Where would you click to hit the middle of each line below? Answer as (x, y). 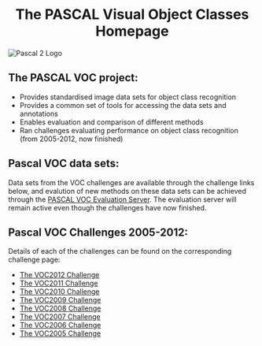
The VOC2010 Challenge (59, 292)
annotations (39, 113)
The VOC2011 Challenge (59, 283)
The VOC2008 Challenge (60, 308)
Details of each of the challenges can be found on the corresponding (120, 251)
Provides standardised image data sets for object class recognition (128, 97)
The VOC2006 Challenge (60, 326)
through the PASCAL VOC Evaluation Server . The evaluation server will (123, 199)
